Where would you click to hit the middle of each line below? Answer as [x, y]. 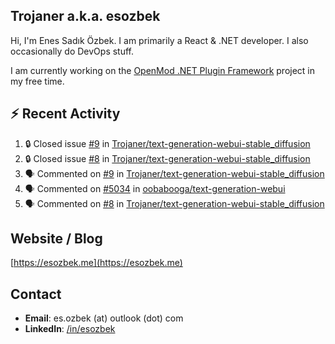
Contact [36, 294]
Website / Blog [56, 239]
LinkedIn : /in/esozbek [70, 329]
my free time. [37, 81]
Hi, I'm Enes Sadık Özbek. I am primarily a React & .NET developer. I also [159, 40]
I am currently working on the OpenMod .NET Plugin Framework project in [163, 70]
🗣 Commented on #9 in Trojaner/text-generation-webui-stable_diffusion [174, 173]
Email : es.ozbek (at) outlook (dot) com [104, 318]
